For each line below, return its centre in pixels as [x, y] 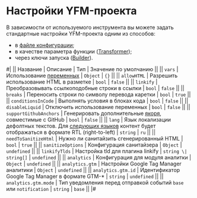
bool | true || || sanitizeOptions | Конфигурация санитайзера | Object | [94, 145]
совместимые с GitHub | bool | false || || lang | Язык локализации [88, 119]
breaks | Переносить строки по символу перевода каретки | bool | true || [99, 94]
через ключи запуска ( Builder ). [54, 58]
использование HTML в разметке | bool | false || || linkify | [82, 82]
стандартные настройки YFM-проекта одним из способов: [81, 33]
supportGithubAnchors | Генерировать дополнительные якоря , [84, 113]
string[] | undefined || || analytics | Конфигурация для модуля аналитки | [99, 157]
